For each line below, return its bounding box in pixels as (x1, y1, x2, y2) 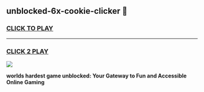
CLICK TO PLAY (6, 24, 53, 33)
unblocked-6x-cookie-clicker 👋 (6, 6, 127, 16)
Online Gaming (6, 78, 45, 85)
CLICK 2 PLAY (6, 47, 49, 55)
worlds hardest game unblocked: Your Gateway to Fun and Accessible (6, 72, 187, 79)
